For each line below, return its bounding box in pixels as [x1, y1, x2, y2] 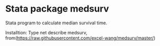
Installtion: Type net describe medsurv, [5, 29, 88, 35]
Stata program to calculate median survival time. [5, 20, 107, 26]
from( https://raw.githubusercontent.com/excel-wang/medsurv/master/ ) [5, 35, 156, 41]
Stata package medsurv [5, 3, 109, 15]
